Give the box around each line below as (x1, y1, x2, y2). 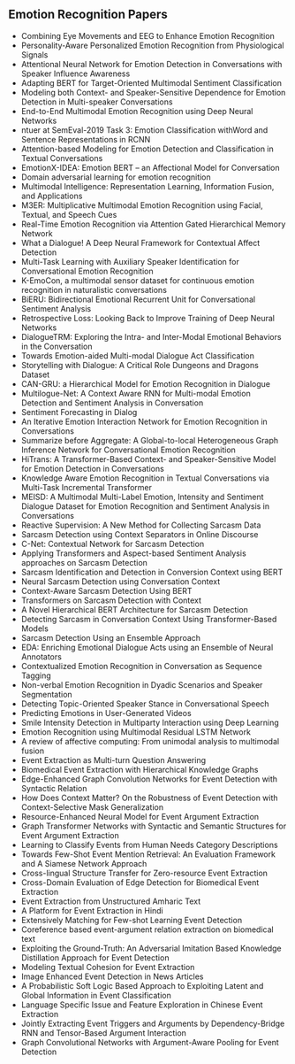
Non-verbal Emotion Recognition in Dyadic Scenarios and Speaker (20, 679, 263, 690)
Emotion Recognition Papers (8, 7, 169, 22)
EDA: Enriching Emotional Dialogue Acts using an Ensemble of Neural (20, 642, 274, 652)
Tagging (20, 670, 52, 681)
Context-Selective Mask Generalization (20, 801, 164, 813)
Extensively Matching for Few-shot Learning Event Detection (20, 914, 243, 925)
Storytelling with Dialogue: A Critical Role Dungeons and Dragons (20, 359, 260, 370)
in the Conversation (20, 341, 93, 351)
